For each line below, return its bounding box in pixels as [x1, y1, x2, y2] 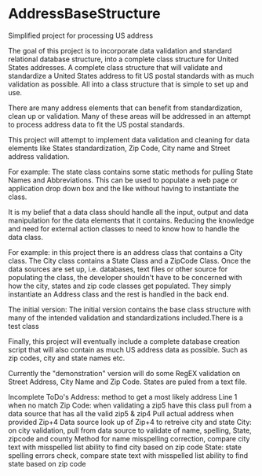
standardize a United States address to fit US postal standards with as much [8, 71, 255, 80]
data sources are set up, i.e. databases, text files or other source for [8, 264, 228, 274]
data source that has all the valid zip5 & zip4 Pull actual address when [8, 408, 234, 418]
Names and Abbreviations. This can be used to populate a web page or [8, 175, 238, 185]
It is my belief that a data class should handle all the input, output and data [8, 207, 249, 216]
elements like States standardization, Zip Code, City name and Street [8, 143, 231, 153]
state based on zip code [8, 459, 86, 468]
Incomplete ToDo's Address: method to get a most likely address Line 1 [8, 392, 238, 401]
